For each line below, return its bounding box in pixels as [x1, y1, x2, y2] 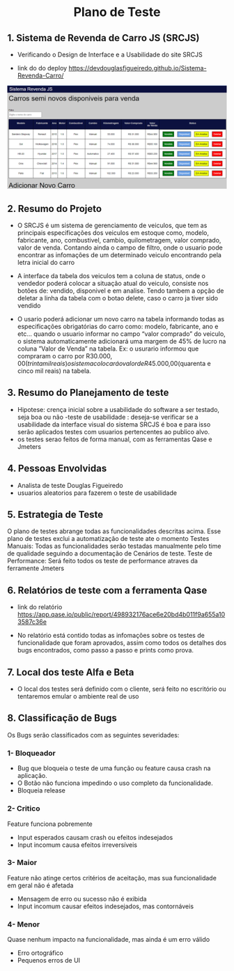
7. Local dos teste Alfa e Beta [7, 666, 134, 678]
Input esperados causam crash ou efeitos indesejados [17, 833, 173, 841]
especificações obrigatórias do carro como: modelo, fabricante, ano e [17, 322, 219, 331]
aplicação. [17, 772, 47, 780]
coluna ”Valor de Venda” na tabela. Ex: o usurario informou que [17, 344, 199, 353]
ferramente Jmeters [7, 564, 65, 572]
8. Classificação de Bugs [7, 712, 117, 724]
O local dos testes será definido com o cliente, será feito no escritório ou [17, 685, 226, 694]
